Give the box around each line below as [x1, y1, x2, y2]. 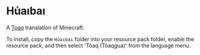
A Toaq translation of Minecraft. [6, 24, 85, 31]
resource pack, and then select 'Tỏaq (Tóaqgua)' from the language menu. [6, 42, 191, 49]
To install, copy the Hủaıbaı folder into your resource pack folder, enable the [6, 35, 195, 42]
